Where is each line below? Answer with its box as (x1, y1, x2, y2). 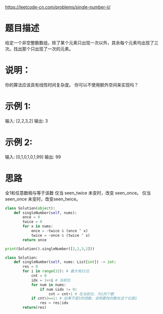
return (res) (22, 305, 47, 310)
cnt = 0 (31, 273, 47, 278)
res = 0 (22, 264, 38, 269)
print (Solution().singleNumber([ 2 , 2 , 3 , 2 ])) (5, 246, 95, 251)
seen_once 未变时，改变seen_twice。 (5, 196, 81, 202)
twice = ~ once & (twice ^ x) (31, 233, 91, 238)
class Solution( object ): (5, 206, 55, 210)
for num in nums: (31, 282, 67, 287)
